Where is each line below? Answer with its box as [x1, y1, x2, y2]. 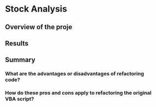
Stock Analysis [5, 3, 67, 15]
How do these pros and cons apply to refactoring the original [5, 89, 152, 96]
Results [5, 39, 29, 47]
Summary [5, 56, 36, 64]
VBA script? [5, 96, 34, 103]
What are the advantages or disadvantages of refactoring [5, 71, 144, 77]
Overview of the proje [5, 23, 72, 31]
